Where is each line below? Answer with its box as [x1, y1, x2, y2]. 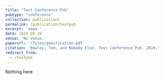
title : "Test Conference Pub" [5, 7, 70, 13]
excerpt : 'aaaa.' [5, 26, 42, 32]
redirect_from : [5, 50, 38, 55]
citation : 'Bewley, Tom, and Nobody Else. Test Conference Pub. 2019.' [5, 45, 160, 50]
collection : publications [5, 17, 60, 22]
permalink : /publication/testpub [5, 21, 76, 27]
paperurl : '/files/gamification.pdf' [5, 41, 85, 46]
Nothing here [5, 69, 33, 75]
